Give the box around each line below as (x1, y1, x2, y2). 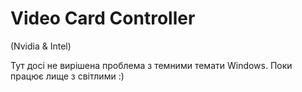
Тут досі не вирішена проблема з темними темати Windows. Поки (10, 59, 293, 71)
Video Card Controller (10, 7, 196, 30)
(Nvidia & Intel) (10, 40, 72, 52)
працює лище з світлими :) (10, 70, 125, 82)
